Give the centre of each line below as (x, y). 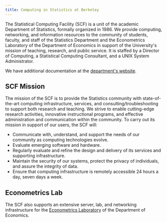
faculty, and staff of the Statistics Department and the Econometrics (75, 40)
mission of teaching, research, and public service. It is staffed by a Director (82, 50)
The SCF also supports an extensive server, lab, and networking (71, 205)
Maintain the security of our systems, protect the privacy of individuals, (86, 161)
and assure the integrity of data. (45, 166)
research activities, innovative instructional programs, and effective (74, 114)
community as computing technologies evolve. (60, 140)
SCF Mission (25, 87)
